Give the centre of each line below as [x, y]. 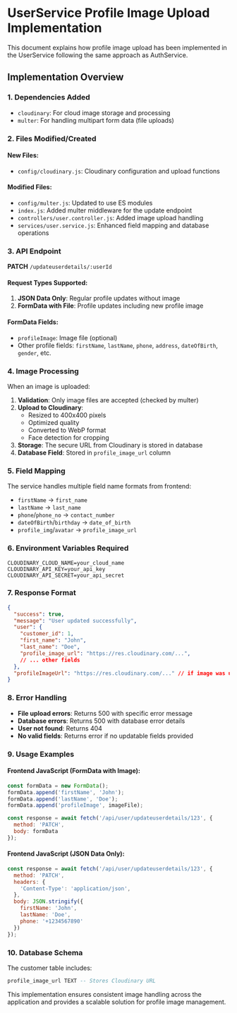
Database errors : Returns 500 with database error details [101, 721]
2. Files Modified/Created [52, 138]
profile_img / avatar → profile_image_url [77, 530]
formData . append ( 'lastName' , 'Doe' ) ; [63, 799]
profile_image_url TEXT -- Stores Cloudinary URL [82, 981]
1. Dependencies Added [49, 97]
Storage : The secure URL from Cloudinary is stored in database [110, 445]
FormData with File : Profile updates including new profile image [110, 306]
